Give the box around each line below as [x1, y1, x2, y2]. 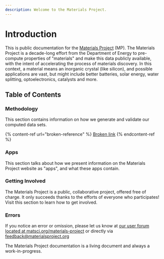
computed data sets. [5, 122, 47, 128]
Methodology [5, 105, 38, 112]
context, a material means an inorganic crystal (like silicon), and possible [5, 66, 153, 72]
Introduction [5, 28, 57, 39]
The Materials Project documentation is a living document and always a [5, 243, 150, 249]
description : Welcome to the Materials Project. [5, 7, 107, 12]
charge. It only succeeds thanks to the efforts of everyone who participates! [5, 194, 160, 200]
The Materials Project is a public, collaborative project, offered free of [5, 188, 146, 195]
